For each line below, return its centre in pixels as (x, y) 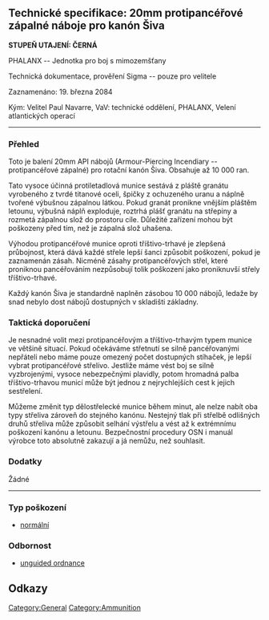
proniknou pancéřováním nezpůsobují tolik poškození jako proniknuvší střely (134, 269)
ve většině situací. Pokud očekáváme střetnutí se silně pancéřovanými (124, 349)
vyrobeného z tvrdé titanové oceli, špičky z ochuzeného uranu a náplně (126, 194)
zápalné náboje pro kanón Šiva (87, 26)
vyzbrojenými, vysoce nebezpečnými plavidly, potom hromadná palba (124, 374)
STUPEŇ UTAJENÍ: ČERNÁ (53, 45)
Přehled (24, 144)
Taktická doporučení (49, 322)
